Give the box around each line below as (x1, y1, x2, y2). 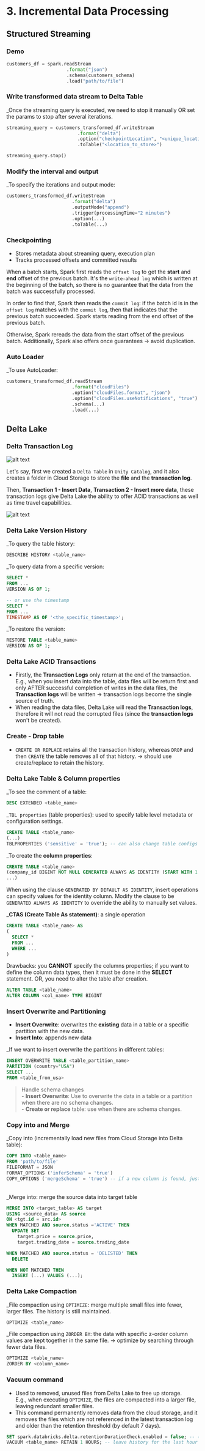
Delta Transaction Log (6, 442, 73, 450)
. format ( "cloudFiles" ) (71, 384, 130, 390)
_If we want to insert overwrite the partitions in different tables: (6, 1046, 165, 1053)
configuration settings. (6, 817, 63, 825)
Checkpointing (6, 236, 52, 244)
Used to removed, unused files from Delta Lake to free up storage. (15, 1389, 182, 1397)
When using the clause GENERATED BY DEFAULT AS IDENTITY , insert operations (6, 886, 198, 894)
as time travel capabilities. (6, 499, 72, 507)
